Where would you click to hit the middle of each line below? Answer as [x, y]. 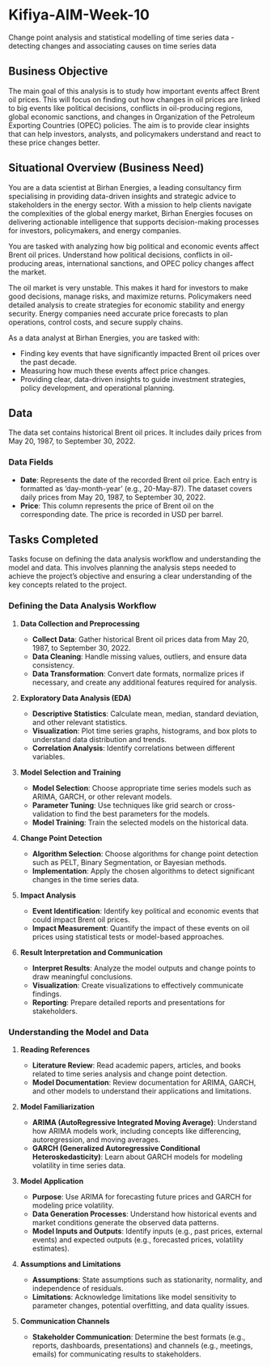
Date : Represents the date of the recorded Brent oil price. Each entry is [138, 480]
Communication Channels [65, 1322]
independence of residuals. [78, 1288]
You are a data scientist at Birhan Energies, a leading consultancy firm [125, 187]
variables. [49, 756]
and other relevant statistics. [80, 722]
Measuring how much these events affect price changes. [115, 371]
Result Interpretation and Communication [91, 952]
